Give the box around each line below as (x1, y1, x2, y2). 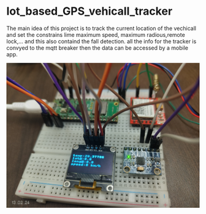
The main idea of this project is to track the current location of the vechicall (6, 25, 196, 32)
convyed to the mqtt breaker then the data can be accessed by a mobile (6, 44, 189, 52)
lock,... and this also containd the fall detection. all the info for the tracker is (6, 37, 197, 45)
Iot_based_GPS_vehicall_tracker (6, 4, 173, 18)
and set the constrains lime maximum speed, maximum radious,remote (6, 31, 185, 38)
